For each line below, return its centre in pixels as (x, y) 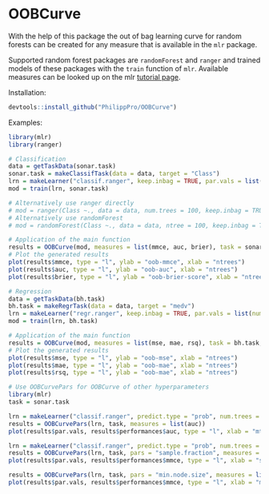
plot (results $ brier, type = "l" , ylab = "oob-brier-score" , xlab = (123, 277)
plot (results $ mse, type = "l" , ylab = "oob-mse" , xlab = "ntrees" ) (123, 358)
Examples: (25, 122)
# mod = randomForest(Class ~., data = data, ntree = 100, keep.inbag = (132, 225)
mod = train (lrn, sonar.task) (59, 189)
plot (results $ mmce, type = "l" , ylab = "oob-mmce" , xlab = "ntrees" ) (127, 262)
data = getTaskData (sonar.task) (62, 166)
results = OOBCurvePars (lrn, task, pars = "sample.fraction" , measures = (134, 453)
